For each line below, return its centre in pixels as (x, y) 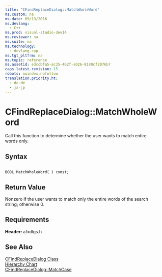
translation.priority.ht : (31, 78)
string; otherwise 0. (25, 204)
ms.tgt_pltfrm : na (24, 55)
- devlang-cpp (24, 51)
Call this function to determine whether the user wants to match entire (76, 136)
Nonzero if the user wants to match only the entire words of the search (77, 199)
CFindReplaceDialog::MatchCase (39, 269)
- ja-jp (17, 87)
